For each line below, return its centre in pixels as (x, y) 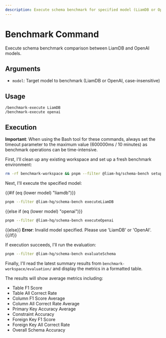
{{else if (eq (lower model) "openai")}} (44, 211)
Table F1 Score (27, 287)
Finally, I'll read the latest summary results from (53, 263)
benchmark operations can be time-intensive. (51, 150)
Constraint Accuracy (33, 314)
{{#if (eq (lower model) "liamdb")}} (40, 193)
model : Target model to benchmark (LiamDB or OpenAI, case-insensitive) (86, 81)
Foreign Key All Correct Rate (41, 325)
